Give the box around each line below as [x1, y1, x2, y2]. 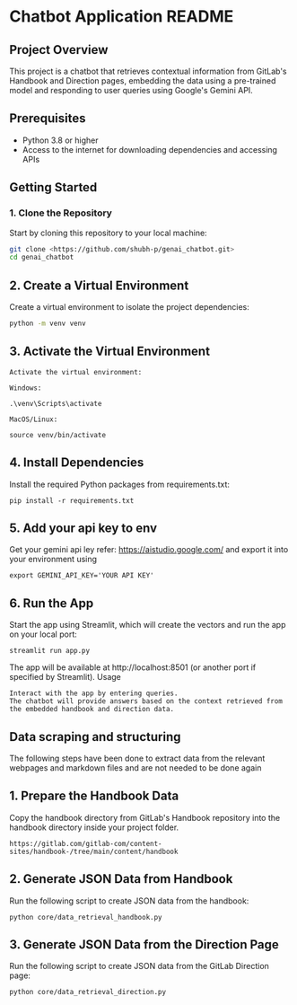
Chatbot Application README [9, 6, 234, 27]
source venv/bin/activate [9, 430, 106, 439]
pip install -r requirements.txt [9, 496, 135, 505]
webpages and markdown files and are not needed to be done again [9, 763, 262, 773]
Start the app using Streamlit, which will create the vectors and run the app [9, 620, 286, 630]
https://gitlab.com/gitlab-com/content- [9, 839, 163, 848]
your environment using [9, 554, 97, 565]
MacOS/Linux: [9, 415, 58, 424]
